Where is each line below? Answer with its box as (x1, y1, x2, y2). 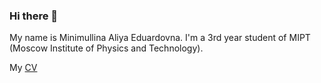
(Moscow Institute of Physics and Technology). (9, 42, 204, 54)
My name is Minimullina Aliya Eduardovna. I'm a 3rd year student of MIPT (9, 32, 311, 44)
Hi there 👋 (9, 9, 59, 23)
